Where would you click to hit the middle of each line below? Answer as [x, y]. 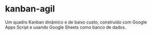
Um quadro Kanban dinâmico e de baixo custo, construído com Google [76, 22]
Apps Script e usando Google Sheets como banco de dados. [66, 27]
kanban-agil [30, 9]
